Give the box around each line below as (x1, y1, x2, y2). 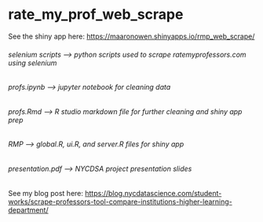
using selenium (8, 57, 57, 68)
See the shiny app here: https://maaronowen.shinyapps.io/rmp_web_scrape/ (8, 31, 255, 41)
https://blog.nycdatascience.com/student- (85, 188, 222, 198)
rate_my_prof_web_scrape (8, 6, 184, 24)
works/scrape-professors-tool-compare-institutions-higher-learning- (8, 197, 233, 206)
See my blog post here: (8, 188, 84, 198)
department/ (8, 205, 49, 214)
